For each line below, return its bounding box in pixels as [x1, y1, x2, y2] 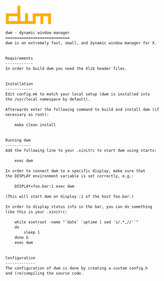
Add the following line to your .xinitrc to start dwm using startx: [5, 148, 157, 153]
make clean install [14, 122, 56, 127]
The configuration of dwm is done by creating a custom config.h [5, 266, 148, 271]
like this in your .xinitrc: [5, 209, 68, 214]
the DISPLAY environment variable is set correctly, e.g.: [5, 174, 134, 179]
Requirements [5, 56, 33, 61]
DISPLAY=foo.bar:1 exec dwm [14, 184, 74, 189]
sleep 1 [24, 230, 40, 235]
